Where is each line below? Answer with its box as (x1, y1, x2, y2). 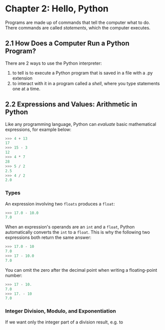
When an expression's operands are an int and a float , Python (5, 224, 135, 230)
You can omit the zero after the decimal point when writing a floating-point (5, 267, 158, 273)
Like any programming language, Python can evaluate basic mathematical (5, 121, 157, 127)
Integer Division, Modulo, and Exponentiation (5, 308, 116, 315)
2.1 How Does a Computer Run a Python (5, 39, 130, 48)
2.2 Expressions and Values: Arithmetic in (5, 100, 138, 109)
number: (5, 272, 22, 278)
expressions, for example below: (5, 126, 72, 132)
